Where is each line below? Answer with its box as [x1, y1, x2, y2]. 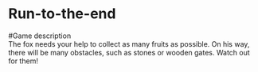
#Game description [8, 31, 72, 40]
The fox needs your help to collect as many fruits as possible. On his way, [8, 39, 250, 48]
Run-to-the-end [8, 5, 116, 23]
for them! [8, 56, 38, 66]
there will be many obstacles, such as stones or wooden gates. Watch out [8, 47, 251, 57]
